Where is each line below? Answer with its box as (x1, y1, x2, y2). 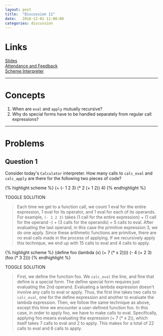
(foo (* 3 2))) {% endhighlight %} (5, 255, 71, 261)
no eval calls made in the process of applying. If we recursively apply (16, 235, 155, 241)
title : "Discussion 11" (5, 12, 55, 17)
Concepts (5, 90, 45, 101)
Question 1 (5, 157, 38, 166)
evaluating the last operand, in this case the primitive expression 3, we (16, 225, 158, 231)
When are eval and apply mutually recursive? (12, 106, 103, 112)
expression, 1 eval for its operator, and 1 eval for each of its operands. (16, 209, 156, 215)
